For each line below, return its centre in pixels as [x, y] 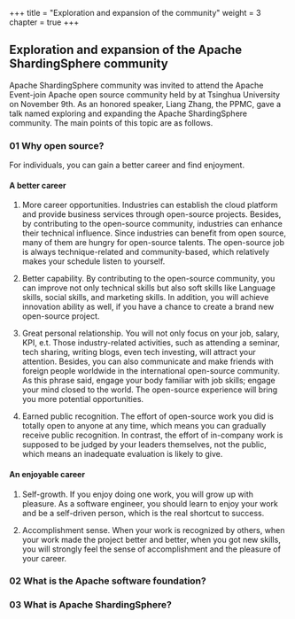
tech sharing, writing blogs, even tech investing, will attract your [139, 352]
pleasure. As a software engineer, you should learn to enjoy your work [150, 503]
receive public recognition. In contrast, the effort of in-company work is [152, 435]
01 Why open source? [57, 145]
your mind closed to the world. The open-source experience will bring [150, 390]
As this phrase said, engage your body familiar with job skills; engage [149, 381]
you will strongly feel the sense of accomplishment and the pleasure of [151, 549]
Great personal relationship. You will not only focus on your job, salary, [151, 333]
